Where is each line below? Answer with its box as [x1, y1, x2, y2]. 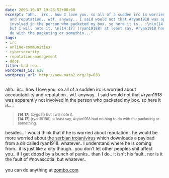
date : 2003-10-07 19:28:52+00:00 [5, 7, 75, 13]
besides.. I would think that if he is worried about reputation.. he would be [5, 129, 158, 135]
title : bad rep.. [5, 63, 42, 68]
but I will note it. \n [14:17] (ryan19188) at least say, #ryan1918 [10, 26, 156, 31]
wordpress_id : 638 [5, 68, 44, 73]
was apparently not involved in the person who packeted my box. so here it [5, 97, 161, 103]
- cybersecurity [5, 49, 39, 54]
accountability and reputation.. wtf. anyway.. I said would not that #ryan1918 [5, 91, 162, 98]
